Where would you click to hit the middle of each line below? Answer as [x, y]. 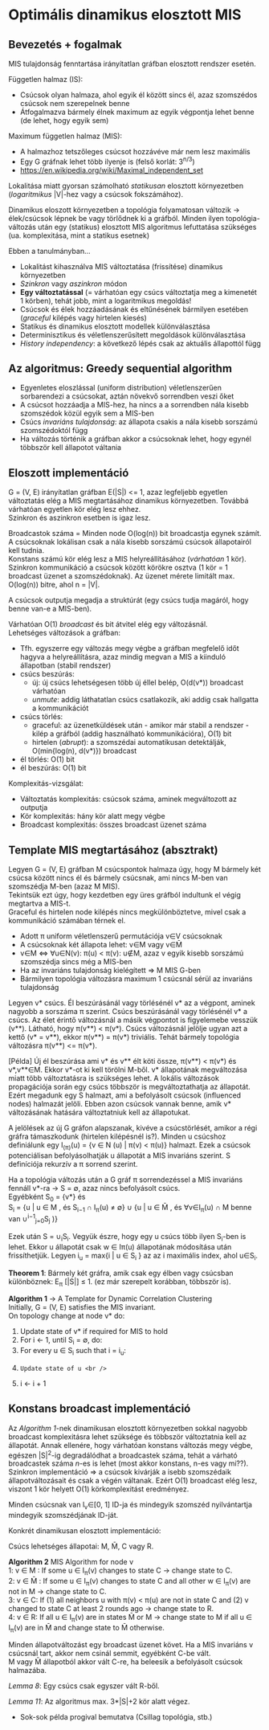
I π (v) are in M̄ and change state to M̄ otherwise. [86, 1628]
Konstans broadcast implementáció [100, 1409]
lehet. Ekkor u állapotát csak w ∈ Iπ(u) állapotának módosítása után [120, 1246]
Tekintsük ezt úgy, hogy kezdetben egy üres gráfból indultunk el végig [124, 895]
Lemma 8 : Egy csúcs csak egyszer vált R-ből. [84, 1686]
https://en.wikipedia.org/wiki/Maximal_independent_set [111, 170]
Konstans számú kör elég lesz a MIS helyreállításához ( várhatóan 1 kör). [127, 559]
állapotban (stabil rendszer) [65, 665]
